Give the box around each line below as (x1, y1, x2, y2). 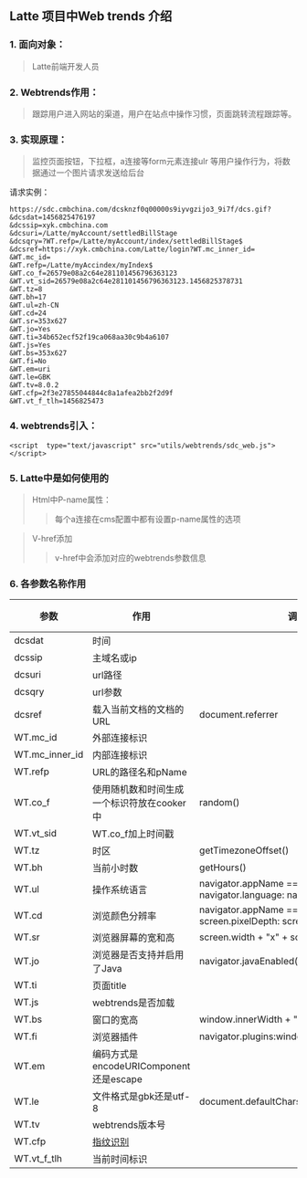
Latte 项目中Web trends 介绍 (9, 8, 173, 25)
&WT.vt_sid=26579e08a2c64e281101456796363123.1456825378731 (9, 277, 244, 286)
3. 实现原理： (9, 133, 68, 146)
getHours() (199, 861, 247, 874)
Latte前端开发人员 (31, 60, 100, 71)
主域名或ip (92, 652, 137, 665)
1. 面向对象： (9, 38, 66, 51)
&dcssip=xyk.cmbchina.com (9, 221, 108, 230)
